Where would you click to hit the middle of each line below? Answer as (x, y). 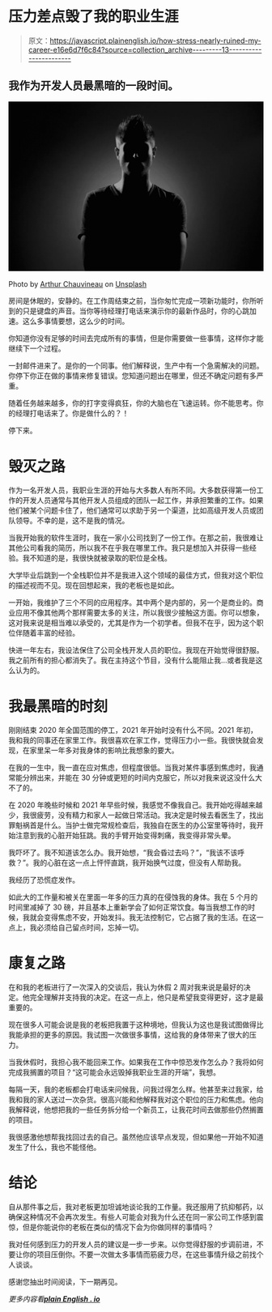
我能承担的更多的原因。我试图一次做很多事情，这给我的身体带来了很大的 (129, 1035)
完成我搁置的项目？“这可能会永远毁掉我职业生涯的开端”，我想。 (115, 1072)
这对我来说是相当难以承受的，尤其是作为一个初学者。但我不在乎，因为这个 (132, 623)
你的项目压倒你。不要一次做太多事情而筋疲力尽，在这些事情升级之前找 (139, 1254)
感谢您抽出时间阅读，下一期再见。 (65, 1282)
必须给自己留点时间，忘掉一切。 (89, 927)
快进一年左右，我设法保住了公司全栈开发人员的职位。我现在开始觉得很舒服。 (136, 650)
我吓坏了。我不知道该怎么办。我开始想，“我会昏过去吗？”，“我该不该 (123, 853)
